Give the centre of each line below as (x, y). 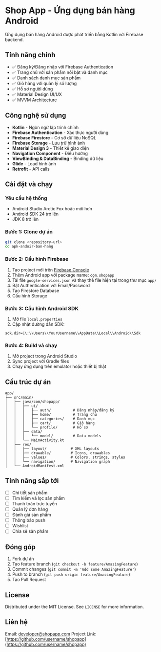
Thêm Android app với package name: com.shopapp (63, 275)
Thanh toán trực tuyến (34, 503)
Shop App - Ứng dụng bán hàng (70, 11)
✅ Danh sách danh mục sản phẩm (46, 78)
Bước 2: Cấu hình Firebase (37, 259)
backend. (14, 40)
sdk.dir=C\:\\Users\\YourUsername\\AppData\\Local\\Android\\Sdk (73, 333)
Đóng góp (20, 547)
